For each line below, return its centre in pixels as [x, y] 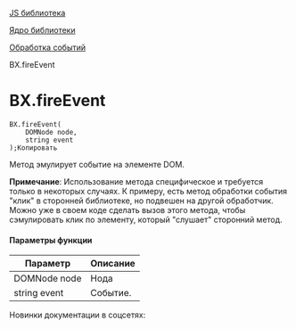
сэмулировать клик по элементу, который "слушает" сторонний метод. [146, 219]
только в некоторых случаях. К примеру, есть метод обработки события [148, 191]
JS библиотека [37, 13]
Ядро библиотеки [42, 30]
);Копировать [33, 148]
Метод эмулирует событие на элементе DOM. [97, 164]
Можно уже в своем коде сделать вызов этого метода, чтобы [127, 210]
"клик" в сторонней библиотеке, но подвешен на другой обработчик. [141, 201]
